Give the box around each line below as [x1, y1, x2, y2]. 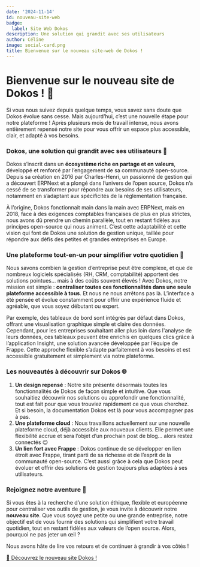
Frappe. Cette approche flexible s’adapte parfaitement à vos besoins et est [6, 346, 190, 353]
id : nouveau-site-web [6, 14, 60, 20]
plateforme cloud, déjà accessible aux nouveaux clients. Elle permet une [14, 425, 194, 433]
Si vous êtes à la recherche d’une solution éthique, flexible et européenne [6, 499, 187, 506]
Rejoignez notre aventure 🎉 [6, 485, 87, 494]
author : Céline [6, 37, 44, 43]
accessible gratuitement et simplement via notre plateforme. [6, 352, 155, 360]
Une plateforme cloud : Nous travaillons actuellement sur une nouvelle [14, 419, 190, 427]
